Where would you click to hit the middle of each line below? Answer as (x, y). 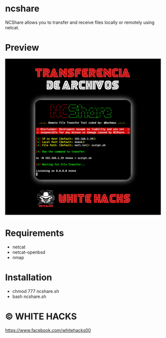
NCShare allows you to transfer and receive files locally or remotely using (80, 22)
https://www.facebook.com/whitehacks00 (48, 330)
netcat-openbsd (29, 252)
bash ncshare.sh (29, 296)
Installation (29, 278)
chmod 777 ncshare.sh (36, 291)
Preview (22, 48)
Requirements (35, 233)
